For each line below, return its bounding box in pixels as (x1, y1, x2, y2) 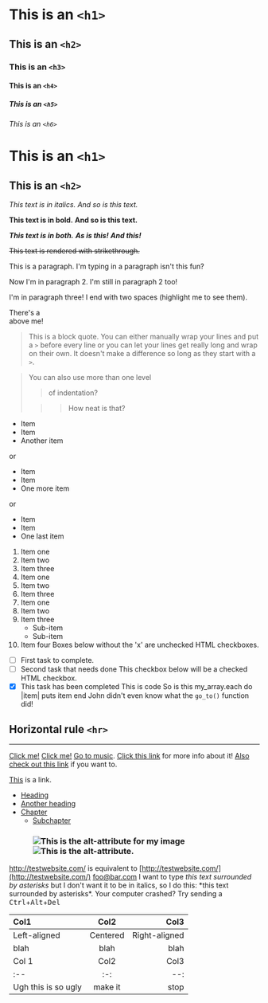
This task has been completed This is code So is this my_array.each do (20, 682, 253, 692)
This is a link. (9, 775, 52, 785)
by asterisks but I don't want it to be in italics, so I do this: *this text (9, 880, 229, 890)
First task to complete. (20, 656, 95, 665)
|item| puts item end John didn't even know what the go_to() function (20, 691, 250, 700)
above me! (9, 316, 44, 326)
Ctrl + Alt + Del (9, 898, 60, 907)
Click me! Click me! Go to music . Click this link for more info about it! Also (9, 751, 250, 761)
